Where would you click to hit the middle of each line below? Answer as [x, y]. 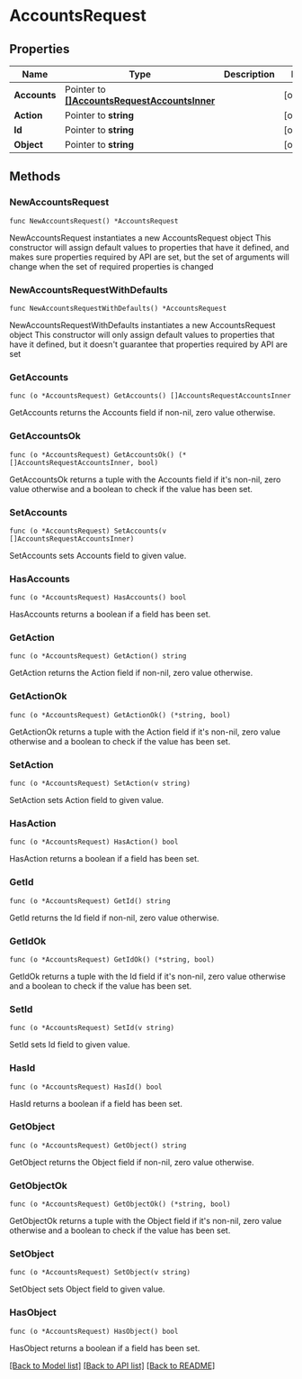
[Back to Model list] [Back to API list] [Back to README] [112, 1365]
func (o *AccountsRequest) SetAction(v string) [100, 784]
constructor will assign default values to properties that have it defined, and [149, 247]
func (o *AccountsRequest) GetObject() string [98, 1146]
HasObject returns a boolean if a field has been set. [105, 1347]
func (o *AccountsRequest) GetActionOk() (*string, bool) [120, 715]
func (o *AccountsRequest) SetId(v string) [92, 1028]
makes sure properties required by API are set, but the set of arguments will [149, 257]
